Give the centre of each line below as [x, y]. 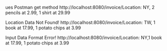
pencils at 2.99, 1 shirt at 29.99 [38, 13]
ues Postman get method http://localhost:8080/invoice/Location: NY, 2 [80, 7]
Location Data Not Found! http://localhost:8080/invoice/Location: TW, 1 [80, 22]
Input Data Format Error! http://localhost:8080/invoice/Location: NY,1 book [84, 38]
